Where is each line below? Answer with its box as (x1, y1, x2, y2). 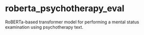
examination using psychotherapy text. (5, 24, 83, 30)
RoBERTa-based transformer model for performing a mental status (5, 19, 140, 25)
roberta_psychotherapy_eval (5, 3, 125, 14)
